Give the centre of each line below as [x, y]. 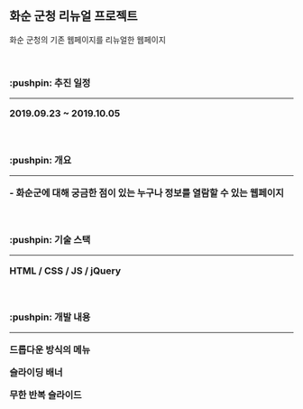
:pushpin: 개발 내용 [50, 317]
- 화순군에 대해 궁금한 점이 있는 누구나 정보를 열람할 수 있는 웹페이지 [147, 192]
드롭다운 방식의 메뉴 [50, 349]
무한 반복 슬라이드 [46, 395]
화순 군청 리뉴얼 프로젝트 [73, 16]
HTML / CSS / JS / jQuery [65, 271]
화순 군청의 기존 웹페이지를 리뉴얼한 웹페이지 [88, 40]
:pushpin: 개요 [41, 160]
